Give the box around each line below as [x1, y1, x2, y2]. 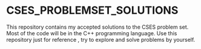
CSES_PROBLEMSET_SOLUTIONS [6, 4, 179, 17]
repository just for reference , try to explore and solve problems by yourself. [6, 36, 196, 43]
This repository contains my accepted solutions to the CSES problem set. [6, 23, 189, 30]
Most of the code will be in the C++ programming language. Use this [6, 29, 177, 36]
